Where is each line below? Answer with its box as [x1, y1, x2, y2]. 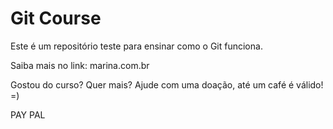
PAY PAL [10, 108, 46, 121]
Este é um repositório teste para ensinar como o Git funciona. [10, 40, 263, 52]
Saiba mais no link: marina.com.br [10, 59, 150, 71]
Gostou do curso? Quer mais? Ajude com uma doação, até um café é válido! [10, 78, 324, 91]
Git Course [10, 7, 102, 30]
